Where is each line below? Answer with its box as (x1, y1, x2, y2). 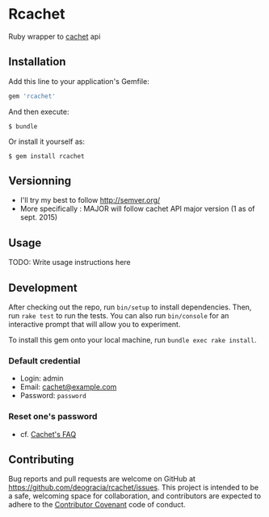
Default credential (8, 355, 81, 366)
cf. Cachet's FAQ (19, 429, 77, 439)
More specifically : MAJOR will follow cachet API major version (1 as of (19, 204, 255, 214)
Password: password (19, 391, 86, 401)
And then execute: (8, 107, 69, 116)
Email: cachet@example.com (19, 382, 117, 392)
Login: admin (19, 373, 64, 384)
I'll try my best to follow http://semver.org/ (19, 195, 161, 205)
